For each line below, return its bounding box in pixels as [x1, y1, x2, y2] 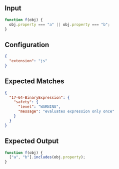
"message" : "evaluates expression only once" [17, 109, 114, 114]
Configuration [4, 40, 49, 49]
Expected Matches [4, 77, 64, 86]
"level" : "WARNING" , [17, 104, 61, 109]
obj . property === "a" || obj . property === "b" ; [9, 22, 110, 27]
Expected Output [4, 137, 59, 145]
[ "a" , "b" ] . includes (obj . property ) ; [9, 155, 85, 160]
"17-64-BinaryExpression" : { [9, 95, 70, 100]
